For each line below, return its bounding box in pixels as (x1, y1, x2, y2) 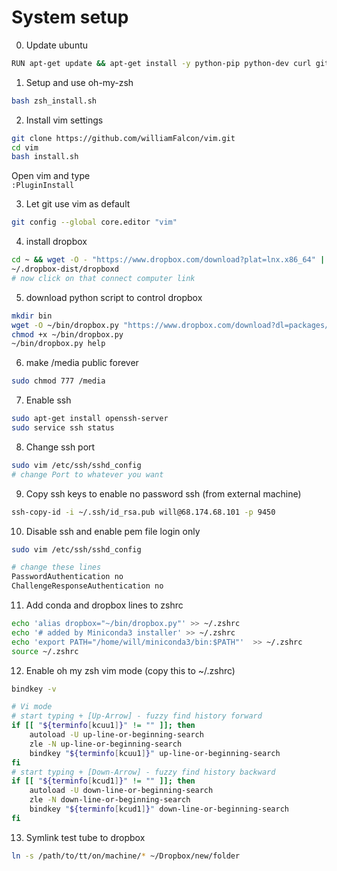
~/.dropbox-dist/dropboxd (11, 264, 119, 275)
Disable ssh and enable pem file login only (25, 525, 201, 537)
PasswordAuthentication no (11, 572, 124, 582)
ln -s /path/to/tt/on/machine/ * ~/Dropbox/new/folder (11, 851, 241, 861)
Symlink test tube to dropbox (25, 831, 146, 843)
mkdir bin (11, 311, 53, 321)
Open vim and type (11, 170, 91, 182)
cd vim (11, 142, 39, 153)
